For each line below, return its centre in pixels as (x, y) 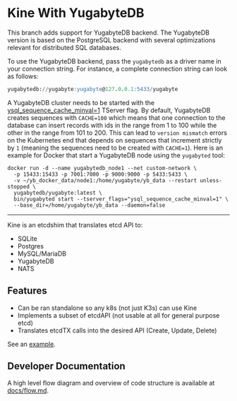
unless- (211, 180)
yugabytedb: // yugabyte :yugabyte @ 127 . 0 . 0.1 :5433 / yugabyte (93, 89)
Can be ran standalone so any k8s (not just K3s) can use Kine (107, 308)
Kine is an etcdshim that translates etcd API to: (75, 225)
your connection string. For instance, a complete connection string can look (117, 68)
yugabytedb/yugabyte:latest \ (58, 193)
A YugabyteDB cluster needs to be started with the (81, 102)
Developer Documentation (66, 366)
